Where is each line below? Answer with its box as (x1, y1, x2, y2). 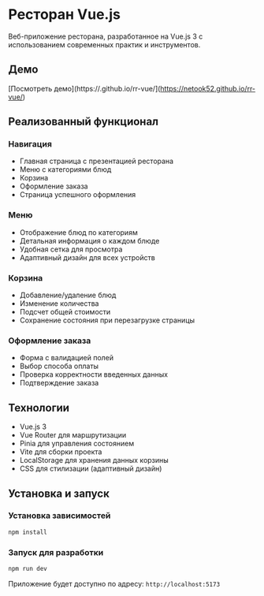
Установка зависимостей (8, 510, 111, 521)
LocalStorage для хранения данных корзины (19, 456, 169, 465)
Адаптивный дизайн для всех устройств (19, 252, 155, 262)
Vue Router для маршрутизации (19, 430, 127, 440)
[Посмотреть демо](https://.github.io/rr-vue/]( (8, 84, 161, 93)
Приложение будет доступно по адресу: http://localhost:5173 (8, 579, 221, 588)
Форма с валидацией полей (19, 353, 114, 363)
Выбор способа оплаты (19, 361, 99, 371)
